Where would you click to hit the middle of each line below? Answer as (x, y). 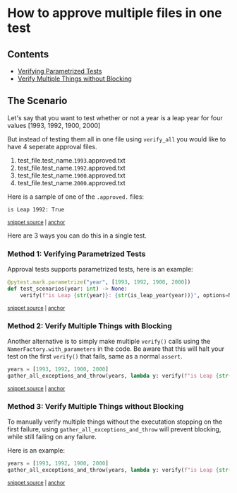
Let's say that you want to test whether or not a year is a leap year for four (115, 117)
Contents (28, 54)
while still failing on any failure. (52, 436)
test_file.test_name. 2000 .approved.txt (71, 182)
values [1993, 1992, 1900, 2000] (54, 125)
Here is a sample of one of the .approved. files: (76, 197)
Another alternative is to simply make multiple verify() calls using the (109, 341)
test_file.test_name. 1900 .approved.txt (71, 175)
